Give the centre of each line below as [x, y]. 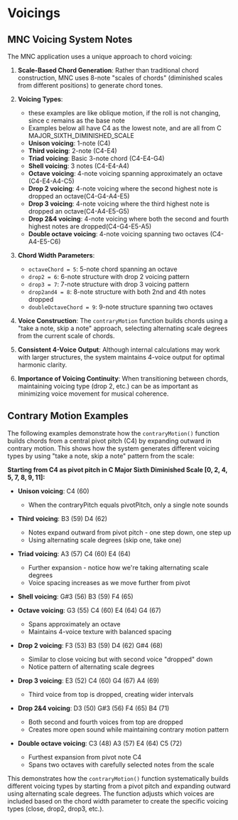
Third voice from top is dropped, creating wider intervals [111, 694]
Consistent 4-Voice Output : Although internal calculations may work [119, 349]
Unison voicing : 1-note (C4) [69, 143]
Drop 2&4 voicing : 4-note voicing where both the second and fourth [129, 219]
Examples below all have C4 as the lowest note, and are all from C [125, 128]
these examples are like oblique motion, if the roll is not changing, [124, 113]
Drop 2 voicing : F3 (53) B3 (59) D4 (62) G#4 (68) [90, 645]
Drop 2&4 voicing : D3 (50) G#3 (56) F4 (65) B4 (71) [93, 708]
